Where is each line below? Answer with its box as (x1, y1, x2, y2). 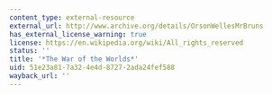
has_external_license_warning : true (9, 30, 147, 38)
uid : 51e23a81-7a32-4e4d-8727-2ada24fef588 (9, 64, 176, 73)
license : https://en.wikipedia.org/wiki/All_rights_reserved (9, 38, 244, 47)
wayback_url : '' (9, 72, 70, 81)
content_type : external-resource (9, 13, 135, 22)
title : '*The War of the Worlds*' (9, 55, 140, 64)
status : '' (9, 47, 50, 56)
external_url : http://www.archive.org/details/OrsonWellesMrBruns (9, 21, 264, 30)
